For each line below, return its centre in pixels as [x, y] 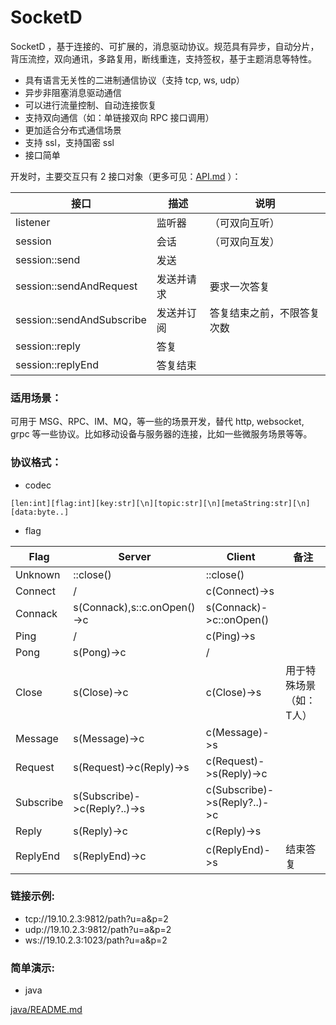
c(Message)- [237, 732]
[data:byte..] [40, 512]
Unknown [38, 574]
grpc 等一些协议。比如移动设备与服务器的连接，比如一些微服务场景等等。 [161, 434]
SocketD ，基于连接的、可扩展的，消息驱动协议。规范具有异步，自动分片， [165, 46]
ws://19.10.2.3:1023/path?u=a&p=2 [96, 940]
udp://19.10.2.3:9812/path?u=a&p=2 [98, 929]
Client [241, 556]
